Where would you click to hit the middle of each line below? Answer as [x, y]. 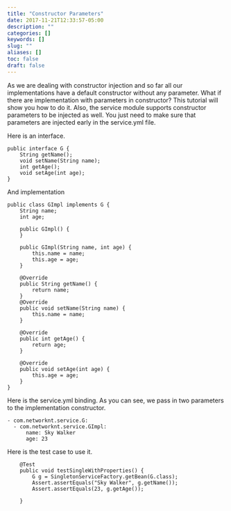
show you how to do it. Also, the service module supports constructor [107, 107]
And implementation [36, 191]
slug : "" [20, 46]
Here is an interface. [36, 136]
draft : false [26, 65]
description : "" [31, 26]
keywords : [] [26, 40]
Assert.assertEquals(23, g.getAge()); [88, 489]
